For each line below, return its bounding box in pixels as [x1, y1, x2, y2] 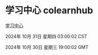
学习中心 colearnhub [5, 5, 93, 16]
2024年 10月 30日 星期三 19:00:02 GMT [5, 44, 89, 50]
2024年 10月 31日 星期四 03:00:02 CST [5, 33, 88, 39]
